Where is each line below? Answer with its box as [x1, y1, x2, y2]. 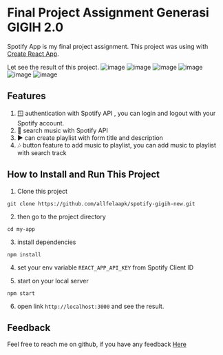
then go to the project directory [17, 212, 107, 221]
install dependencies [17, 238, 76, 246]
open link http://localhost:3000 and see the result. [17, 302, 164, 310]
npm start [7, 290, 36, 297]
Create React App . [7, 50, 60, 58]
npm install [7, 251, 41, 258]
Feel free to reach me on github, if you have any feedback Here [7, 340, 187, 349]
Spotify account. [17, 119, 65, 127]
